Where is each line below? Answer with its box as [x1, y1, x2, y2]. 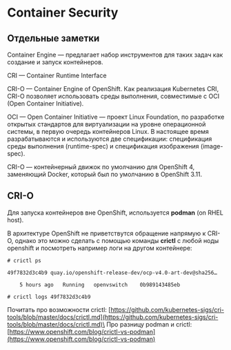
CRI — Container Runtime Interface [7, 71, 107, 79]
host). [7, 215, 24, 224]
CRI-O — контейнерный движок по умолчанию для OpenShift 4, [7, 163, 195, 171]
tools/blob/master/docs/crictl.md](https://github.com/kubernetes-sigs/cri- [7, 313, 219, 321]
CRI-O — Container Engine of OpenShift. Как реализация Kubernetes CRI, [7, 85, 219, 93]
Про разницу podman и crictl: [106, 320, 192, 329]
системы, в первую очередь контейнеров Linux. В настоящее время [7, 128, 209, 135]
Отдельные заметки [7, 32, 100, 44]
